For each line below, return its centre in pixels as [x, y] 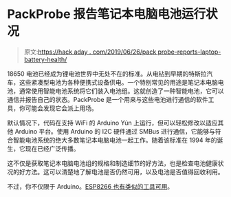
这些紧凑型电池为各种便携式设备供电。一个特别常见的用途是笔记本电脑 [118, 82]
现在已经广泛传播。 [52, 148]
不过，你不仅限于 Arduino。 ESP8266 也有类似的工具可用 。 [90, 186]
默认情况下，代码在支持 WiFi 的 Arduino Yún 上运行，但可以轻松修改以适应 [112, 123]
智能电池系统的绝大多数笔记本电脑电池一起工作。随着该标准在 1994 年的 [115, 140]
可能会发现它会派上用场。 [61, 108]
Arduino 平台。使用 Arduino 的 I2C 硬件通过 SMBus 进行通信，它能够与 [115, 131]
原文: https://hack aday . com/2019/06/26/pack [90, 52]
